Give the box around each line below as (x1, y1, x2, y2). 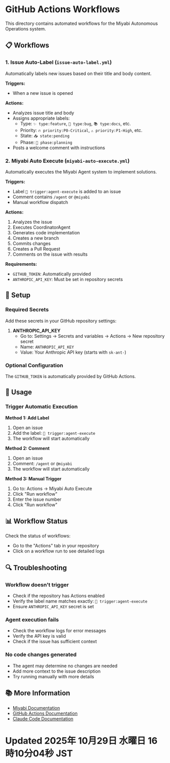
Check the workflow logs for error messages (12, 628, 107, 634)
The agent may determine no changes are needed (12, 663, 118, 669)
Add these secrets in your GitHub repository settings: (5, 318, 117, 324)
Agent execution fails (5, 616, 59, 623)
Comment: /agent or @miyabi (12, 460, 73, 466)
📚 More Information (5, 689, 71, 698)
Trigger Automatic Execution (5, 403, 78, 410)
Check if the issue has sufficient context (12, 638, 97, 645)
